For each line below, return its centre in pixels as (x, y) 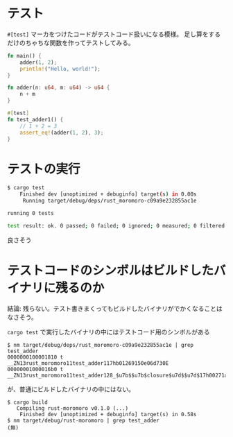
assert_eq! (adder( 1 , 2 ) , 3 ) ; (62, 132)
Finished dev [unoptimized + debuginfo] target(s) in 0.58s (108, 414)
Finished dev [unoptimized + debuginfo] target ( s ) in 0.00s (108, 194)
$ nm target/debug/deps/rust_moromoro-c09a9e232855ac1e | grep (101, 345)
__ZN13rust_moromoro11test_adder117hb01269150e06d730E (88, 363)
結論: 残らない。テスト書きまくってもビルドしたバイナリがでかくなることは (115, 308)
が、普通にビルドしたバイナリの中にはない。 (71, 389)
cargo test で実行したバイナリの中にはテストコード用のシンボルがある (109, 332)
